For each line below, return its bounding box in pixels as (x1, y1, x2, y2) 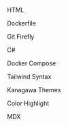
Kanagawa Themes (7, 86, 61, 94)
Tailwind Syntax (7, 72, 52, 81)
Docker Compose (7, 59, 56, 67)
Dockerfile (7, 19, 36, 27)
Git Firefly (7, 32, 35, 41)
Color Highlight (7, 99, 50, 107)
